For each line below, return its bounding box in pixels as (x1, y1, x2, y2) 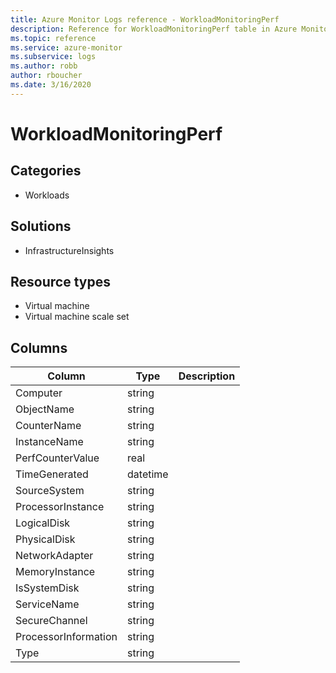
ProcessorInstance (15, 500, 105, 514)
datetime (127, 467, 169, 481)
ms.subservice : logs (10, 52, 97, 62)
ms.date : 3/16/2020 (10, 80, 92, 90)
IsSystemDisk (15, 581, 80, 595)
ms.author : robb (10, 61, 78, 71)
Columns (10, 339, 68, 356)
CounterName (15, 419, 82, 433)
